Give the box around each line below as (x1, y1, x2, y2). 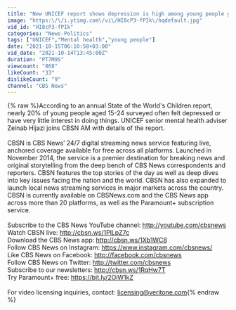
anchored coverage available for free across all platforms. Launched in (7, 146, 212, 155)
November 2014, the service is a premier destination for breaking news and (7, 154, 225, 162)
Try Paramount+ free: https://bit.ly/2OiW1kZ (7, 273, 133, 282)
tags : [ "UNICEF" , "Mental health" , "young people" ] (7, 37, 156, 44)
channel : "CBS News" (7, 82, 68, 89)
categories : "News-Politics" (7, 30, 93, 37)
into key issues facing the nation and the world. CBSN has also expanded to (7, 176, 227, 185)
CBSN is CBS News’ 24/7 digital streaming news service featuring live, (7, 138, 211, 148)
